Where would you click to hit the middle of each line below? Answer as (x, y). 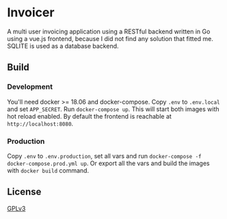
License (24, 192)
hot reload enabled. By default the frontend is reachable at (90, 116)
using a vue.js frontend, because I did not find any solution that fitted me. (110, 38)
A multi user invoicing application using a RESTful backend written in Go (109, 31)
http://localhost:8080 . (40, 123)
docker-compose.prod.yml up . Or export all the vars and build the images (108, 163)
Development (30, 87)
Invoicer (31, 13)
